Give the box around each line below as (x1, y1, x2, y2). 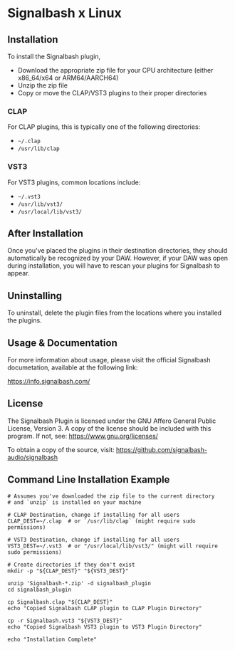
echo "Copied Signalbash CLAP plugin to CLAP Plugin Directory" (7, 604, 202, 612)
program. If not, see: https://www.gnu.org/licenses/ (7, 431, 159, 440)
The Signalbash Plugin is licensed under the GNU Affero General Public (7, 416, 216, 425)
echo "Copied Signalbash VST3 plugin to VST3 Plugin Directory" (7, 623, 202, 631)
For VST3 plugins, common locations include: (7, 178, 141, 187)
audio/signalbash (7, 453, 58, 461)
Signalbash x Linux (7, 5, 122, 21)
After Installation (7, 227, 84, 239)
